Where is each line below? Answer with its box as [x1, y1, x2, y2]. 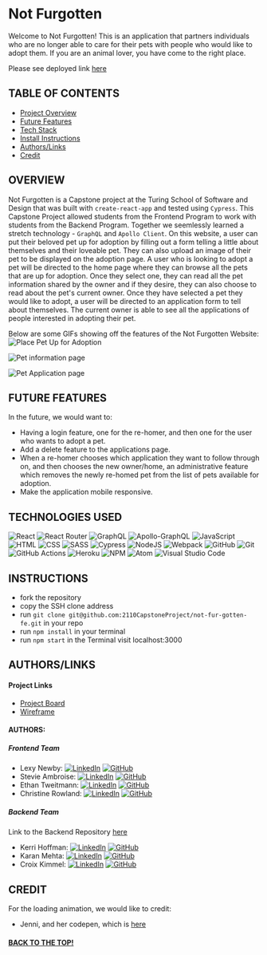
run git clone [19, 610, 65, 619]
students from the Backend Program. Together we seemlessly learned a [8, 220, 245, 230]
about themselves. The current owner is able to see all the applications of [8, 305, 249, 314]
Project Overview [19, 108, 77, 117]
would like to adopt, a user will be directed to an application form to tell [8, 296, 241, 306]
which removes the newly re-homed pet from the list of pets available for [19, 470, 260, 479]
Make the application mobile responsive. [19, 487, 153, 497]
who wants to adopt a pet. [19, 436, 106, 446]
